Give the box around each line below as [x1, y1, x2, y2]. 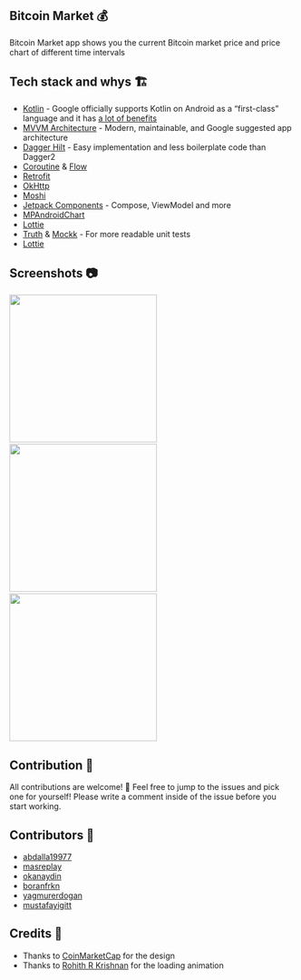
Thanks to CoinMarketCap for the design [22, 950, 175, 961]
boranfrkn [22, 881, 61, 892]
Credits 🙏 [9, 926, 63, 942]
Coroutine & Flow [22, 161, 88, 172]
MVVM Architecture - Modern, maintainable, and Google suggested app [22, 122, 292, 133]
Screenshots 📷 [9, 265, 98, 281]
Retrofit [22, 170, 51, 181]
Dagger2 [22, 151, 56, 162]
